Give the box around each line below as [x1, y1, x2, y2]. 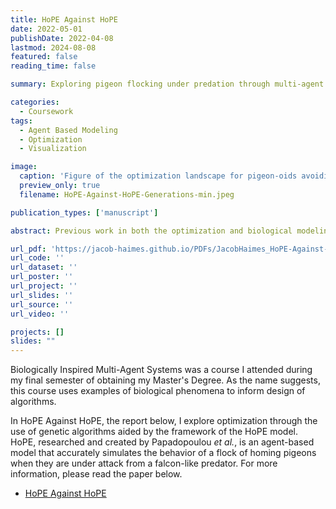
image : [10, 162, 38, 172]
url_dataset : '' [10, 262, 78, 273]
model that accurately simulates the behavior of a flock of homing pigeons [10, 447, 317, 459]
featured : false [10, 52, 78, 62]
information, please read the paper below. [10, 468, 183, 480]
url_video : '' [10, 309, 70, 319]
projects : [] [10, 327, 65, 337]
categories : [10, 97, 60, 107]
